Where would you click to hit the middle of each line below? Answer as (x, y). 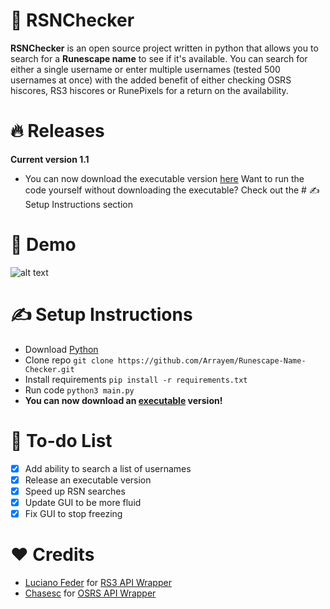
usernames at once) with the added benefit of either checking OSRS (151, 80)
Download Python (61, 349)
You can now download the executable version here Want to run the (164, 178)
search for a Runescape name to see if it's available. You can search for (159, 58)
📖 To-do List (61, 440)
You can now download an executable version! (123, 400)
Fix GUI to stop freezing (73, 513)
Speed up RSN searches (75, 491)
